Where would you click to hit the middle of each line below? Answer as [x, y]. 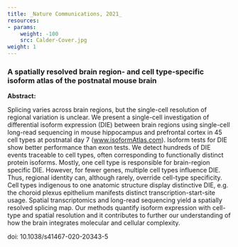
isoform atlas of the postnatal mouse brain [82, 80]
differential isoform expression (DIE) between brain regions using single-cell [119, 125]
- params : [22, 27]
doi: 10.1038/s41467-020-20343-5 [58, 237]
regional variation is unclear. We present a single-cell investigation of [108, 117]
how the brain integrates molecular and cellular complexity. [94, 223]
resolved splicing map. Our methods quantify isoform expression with [109, 208]
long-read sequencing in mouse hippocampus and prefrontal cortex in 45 [115, 133]
